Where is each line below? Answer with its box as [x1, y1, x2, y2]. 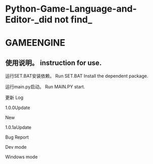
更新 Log [5, 94, 24, 101]
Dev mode [5, 144, 27, 150]
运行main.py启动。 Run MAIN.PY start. [5, 84, 85, 90]
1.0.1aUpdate [5, 124, 32, 130]
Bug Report [5, 134, 29, 140]
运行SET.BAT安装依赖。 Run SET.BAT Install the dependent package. [5, 73, 148, 79]
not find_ [54, 14, 92, 25]
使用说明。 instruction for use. [5, 58, 102, 67]
